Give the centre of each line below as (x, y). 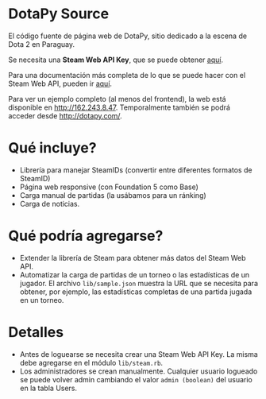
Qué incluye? (52, 148)
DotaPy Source (59, 14)
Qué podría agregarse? (86, 236)
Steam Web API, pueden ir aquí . (60, 83)
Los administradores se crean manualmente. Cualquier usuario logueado (139, 371)
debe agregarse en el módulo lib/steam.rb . (91, 362)
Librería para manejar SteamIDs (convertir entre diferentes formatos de (136, 170)
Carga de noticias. (50, 203)
